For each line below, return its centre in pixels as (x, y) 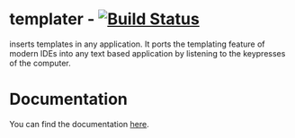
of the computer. (40, 63)
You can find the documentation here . (80, 124)
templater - (52, 19)
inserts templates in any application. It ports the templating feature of (137, 44)
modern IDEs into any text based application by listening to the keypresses (147, 53)
